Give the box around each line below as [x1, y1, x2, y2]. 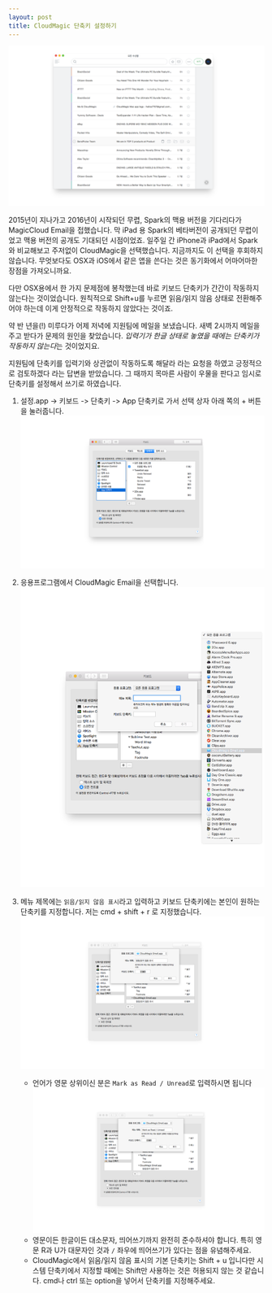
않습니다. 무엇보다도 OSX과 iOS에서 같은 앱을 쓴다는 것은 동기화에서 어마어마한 [8, 255, 258, 265]
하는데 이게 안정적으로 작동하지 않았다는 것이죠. [23, 303, 173, 313]
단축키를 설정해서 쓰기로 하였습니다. [8, 378, 122, 388]
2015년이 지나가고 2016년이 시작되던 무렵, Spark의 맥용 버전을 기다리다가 [8, 215, 242, 224]
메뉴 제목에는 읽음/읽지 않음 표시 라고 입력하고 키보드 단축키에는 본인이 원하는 [19, 897, 261, 907]
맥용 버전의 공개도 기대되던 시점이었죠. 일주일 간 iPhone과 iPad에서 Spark [23, 235, 258, 245]
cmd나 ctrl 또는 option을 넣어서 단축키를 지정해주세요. [43, 1275, 215, 1285]
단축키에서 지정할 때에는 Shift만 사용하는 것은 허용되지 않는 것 [47, 1265, 243, 1275]
